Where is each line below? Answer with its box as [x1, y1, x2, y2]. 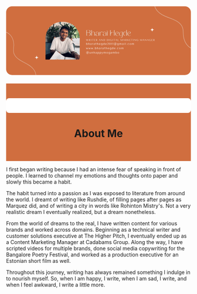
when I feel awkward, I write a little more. [6, 281, 106, 289]
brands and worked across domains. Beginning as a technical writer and [6, 226, 181, 233]
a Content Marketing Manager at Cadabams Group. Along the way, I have [6, 239, 183, 246]
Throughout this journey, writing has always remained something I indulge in [6, 269, 191, 276]
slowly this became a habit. [6, 178, 72, 186]
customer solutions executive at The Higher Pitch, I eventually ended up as [6, 232, 187, 239]
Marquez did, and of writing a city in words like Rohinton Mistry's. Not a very [6, 202, 191, 209]
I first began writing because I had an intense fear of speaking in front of [6, 166, 182, 173]
